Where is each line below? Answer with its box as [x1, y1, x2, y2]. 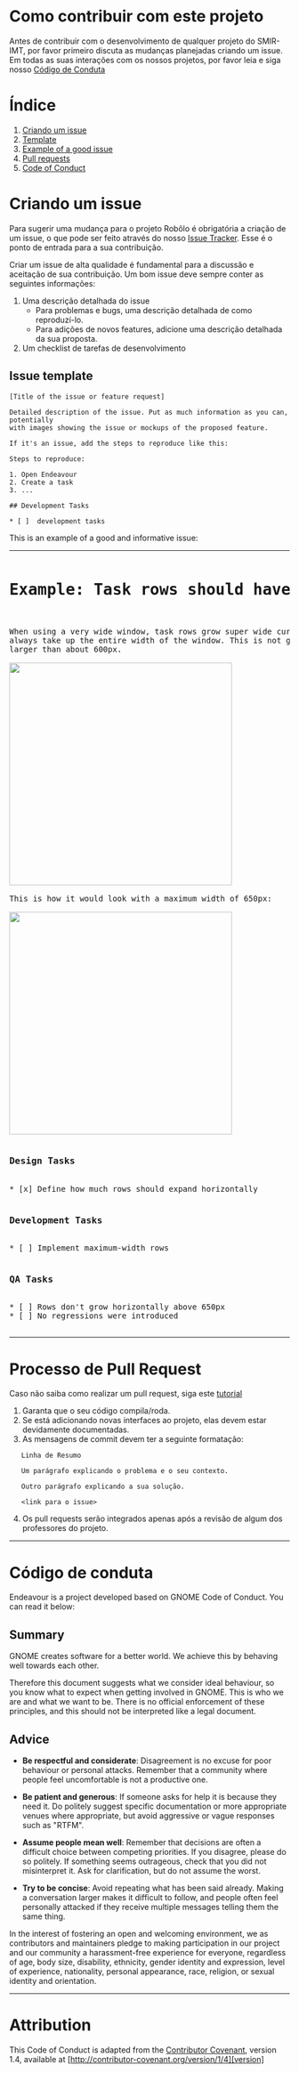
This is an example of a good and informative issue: [9, 532, 198, 543]
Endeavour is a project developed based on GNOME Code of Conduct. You [9, 1591, 284, 1603]
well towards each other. [9, 1660, 100, 1671]
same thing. [21, 1911, 66, 1922]
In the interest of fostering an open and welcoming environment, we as [9, 1928, 269, 1939]
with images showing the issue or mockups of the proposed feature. [9, 423, 269, 433]
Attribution [9, 2015, 92, 2036]
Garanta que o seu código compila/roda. [21, 1405, 171, 1416]
